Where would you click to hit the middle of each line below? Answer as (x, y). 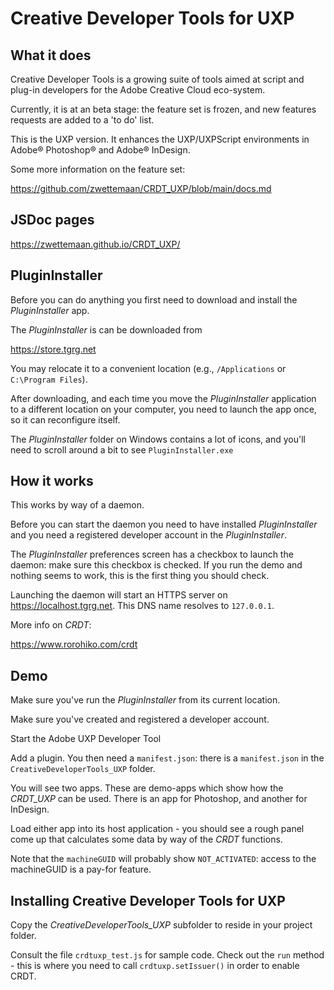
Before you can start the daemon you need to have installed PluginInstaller (164, 524)
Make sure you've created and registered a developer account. (140, 719)
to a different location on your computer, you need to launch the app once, (163, 409)
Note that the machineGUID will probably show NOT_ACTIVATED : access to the (163, 859)
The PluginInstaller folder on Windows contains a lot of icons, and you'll (158, 439)
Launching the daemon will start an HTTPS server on (119, 595)
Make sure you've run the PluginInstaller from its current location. (145, 700)
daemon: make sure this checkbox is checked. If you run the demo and (156, 565)
